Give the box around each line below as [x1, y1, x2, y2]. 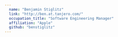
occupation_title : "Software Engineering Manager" [9, 16, 114, 21]
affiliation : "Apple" [9, 20, 53, 25]
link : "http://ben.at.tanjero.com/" [9, 12, 83, 16]
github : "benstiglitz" [9, 25, 55, 30]
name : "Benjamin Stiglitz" [9, 7, 64, 12]
